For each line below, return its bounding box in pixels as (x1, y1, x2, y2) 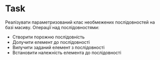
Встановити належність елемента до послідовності (12, 50, 121, 56)
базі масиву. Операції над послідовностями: (5, 24, 100, 30)
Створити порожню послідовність (12, 34, 85, 40)
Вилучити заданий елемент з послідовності (12, 44, 105, 50)
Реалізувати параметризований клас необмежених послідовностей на (5, 19, 155, 25)
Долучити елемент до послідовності (12, 39, 90, 45)
